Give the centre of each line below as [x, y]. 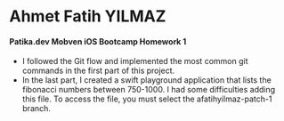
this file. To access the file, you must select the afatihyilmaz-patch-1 [147, 99]
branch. [37, 109]
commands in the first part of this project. [98, 71]
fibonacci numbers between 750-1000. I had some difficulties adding [149, 90]
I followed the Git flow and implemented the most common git [135, 61]
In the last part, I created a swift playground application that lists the [146, 80]
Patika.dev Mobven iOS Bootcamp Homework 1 [98, 41]
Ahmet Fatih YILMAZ [88, 16]
